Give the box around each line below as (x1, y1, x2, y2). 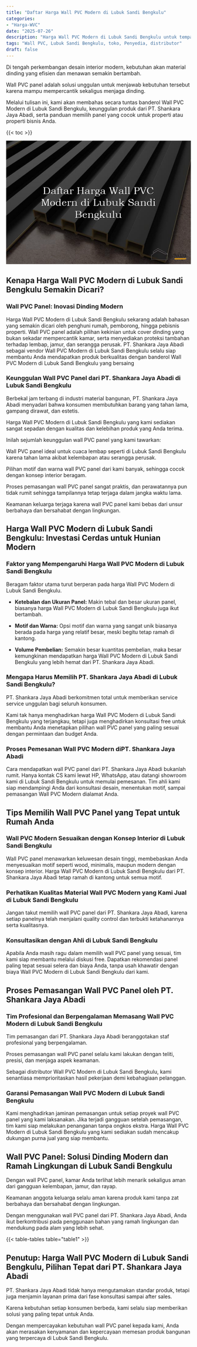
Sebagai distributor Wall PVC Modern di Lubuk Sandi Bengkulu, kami (6, 1068, 172, 1075)
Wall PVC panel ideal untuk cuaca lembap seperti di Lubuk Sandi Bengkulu (6, 447, 186, 455)
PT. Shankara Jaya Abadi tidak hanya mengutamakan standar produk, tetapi (6, 1287, 190, 1294)
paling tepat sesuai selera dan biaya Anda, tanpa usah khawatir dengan (6, 962, 179, 969)
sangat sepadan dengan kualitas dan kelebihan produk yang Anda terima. (6, 425, 184, 432)
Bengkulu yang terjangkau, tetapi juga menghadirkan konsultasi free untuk (6, 718, 186, 725)
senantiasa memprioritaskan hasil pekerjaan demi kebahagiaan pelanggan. (6, 1074, 186, 1081)
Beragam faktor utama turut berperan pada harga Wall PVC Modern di (6, 581, 175, 588)
